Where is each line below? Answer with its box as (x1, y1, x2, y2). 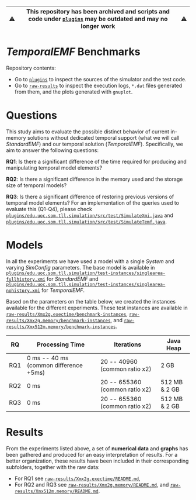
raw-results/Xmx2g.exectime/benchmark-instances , (6, 310, 128, 318)
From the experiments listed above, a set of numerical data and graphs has (6, 444, 188, 452)
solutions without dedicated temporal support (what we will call (27, 134, 180, 141)
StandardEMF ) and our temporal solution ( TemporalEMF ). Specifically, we (6, 140, 184, 147)
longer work (80, 22, 116, 30)
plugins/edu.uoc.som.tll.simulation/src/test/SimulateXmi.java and (6, 212, 174, 219)
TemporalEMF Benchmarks (6, 45, 141, 58)
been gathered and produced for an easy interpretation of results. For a (6, 451, 178, 458)
